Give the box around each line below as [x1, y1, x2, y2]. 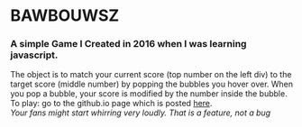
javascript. [10, 49, 59, 61]
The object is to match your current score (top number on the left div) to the [10, 69, 292, 80]
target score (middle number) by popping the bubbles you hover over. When [10, 78, 294, 90]
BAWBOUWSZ [10, 5, 120, 26]
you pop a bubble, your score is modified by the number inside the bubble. [10, 88, 288, 99]
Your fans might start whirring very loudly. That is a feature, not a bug [10, 107, 271, 118]
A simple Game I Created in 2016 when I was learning [10, 38, 247, 50]
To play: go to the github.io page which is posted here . [10, 98, 213, 109]
